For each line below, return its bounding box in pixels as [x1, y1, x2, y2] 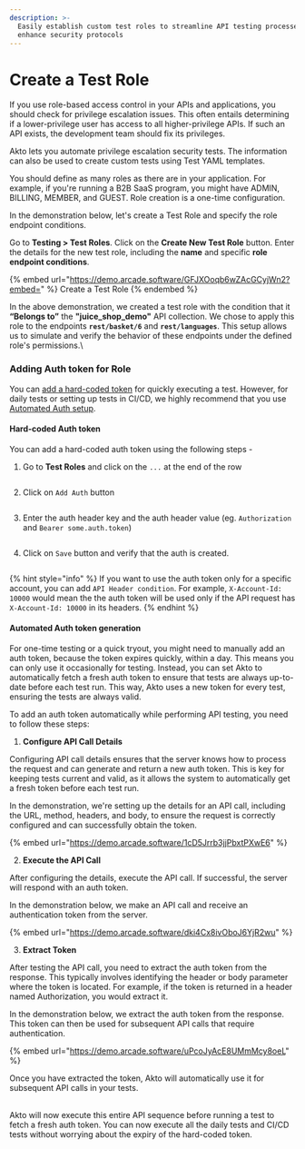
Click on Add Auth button [22, 487, 115, 498]
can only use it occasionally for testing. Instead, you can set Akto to [9, 662, 263, 673]
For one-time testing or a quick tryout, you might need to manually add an [9, 643, 286, 654]
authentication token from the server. [9, 909, 148, 920]
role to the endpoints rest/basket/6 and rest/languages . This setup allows [9, 321, 288, 332]
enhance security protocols [17, 30, 124, 39]
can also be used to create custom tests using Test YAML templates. [9, 155, 266, 166]
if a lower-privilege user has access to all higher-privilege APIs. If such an [9, 119, 286, 130]
